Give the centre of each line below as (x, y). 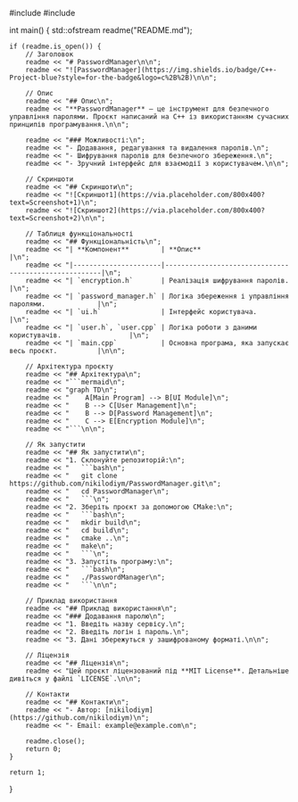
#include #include (42, 13)
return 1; (28, 773)
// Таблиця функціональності (79, 234)
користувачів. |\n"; (79, 335)
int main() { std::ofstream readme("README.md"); (101, 30)
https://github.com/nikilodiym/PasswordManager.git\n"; (115, 484)
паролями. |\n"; (63, 304)
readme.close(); (56, 741)
